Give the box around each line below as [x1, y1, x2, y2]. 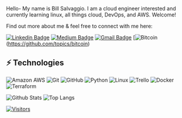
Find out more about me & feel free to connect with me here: [6, 23, 153, 29]
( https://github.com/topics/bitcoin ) [6, 41, 90, 47]
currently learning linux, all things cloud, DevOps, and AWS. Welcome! [6, 11, 177, 18]
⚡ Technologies [6, 58, 64, 68]
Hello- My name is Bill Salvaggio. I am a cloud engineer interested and [6, 5, 177, 12]
